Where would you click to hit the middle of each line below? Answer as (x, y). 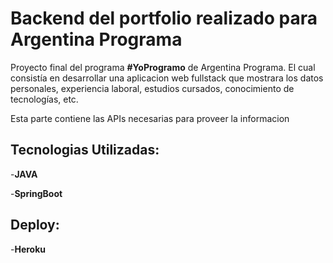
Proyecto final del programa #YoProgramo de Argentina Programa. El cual (163, 67)
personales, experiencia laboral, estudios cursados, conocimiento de (152, 88)
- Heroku (28, 249)
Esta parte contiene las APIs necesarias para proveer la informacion (150, 118)
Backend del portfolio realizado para (164, 18)
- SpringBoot (36, 193)
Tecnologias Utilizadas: (85, 150)
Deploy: (35, 225)
